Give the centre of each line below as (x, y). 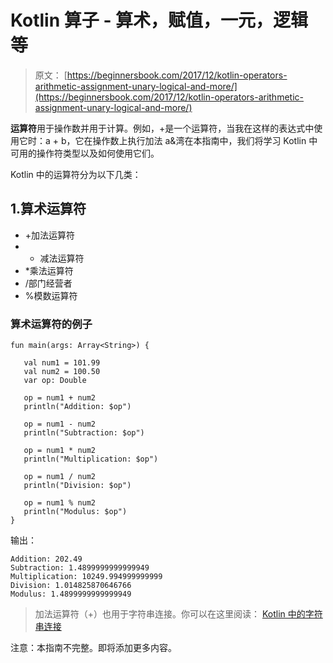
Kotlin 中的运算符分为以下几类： (76, 174)
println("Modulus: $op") (75, 512)
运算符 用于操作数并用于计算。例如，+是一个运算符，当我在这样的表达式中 (162, 128)
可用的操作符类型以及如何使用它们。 (85, 153)
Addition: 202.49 (46, 559)
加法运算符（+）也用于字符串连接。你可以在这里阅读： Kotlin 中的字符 (178, 614)
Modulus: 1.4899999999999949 (71, 594)
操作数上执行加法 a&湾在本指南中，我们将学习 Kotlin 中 (205, 140)
